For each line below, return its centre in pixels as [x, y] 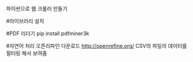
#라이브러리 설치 [25, 21]
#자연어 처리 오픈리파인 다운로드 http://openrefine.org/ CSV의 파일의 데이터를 [96, 46]
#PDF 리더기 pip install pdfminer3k [48, 33]
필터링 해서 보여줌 [26, 53]
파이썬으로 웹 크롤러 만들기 [37, 8]
